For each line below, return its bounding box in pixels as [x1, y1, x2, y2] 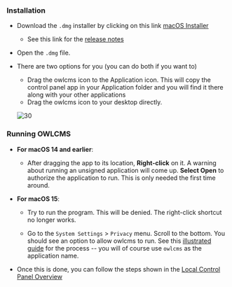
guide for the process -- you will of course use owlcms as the [27, 244, 203, 252]
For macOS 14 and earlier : [16, 145, 94, 153]
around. [27, 181, 50, 189]
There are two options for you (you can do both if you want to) [16, 62, 198, 71]
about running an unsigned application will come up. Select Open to [27, 166, 224, 174]
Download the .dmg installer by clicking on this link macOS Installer [16, 22, 209, 30]
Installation [6, 6, 46, 15]
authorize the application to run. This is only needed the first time [27, 174, 216, 182]
